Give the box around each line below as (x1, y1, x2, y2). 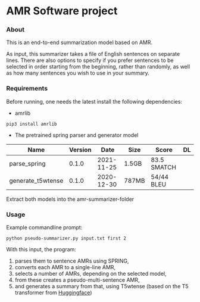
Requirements (6, 85, 48, 93)
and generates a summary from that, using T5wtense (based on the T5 (14, 283, 189, 290)
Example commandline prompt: (6, 224, 83, 231)
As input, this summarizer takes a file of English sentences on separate (6, 51, 180, 58)
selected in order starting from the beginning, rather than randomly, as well (6, 63, 190, 70)
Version (68, 145, 92, 154)
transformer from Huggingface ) (14, 289, 92, 296)
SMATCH (151, 163, 177, 171)
